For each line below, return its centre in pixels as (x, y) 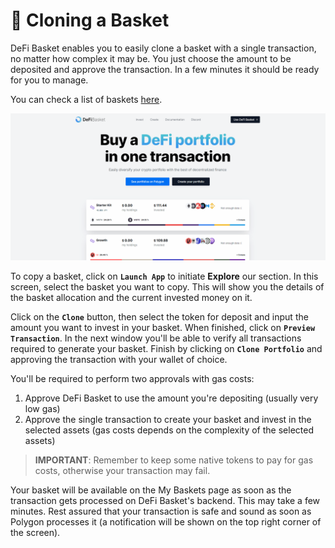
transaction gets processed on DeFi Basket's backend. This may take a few (165, 501)
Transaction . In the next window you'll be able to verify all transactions (156, 338)
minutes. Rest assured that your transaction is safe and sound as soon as (161, 511)
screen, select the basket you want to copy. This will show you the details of (167, 287)
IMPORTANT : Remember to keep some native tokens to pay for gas (174, 460)
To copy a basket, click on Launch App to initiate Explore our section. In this (164, 276)
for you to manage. (49, 80)
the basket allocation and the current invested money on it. (131, 298)
